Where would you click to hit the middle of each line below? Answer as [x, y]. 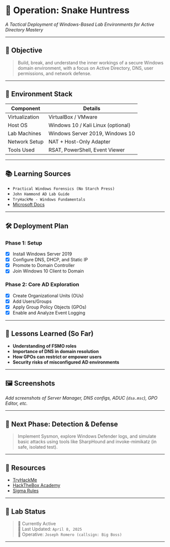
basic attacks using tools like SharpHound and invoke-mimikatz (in [87, 442]
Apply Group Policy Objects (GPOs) [50, 307]
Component [26, 108]
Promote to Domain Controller [44, 265]
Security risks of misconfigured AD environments [66, 362]
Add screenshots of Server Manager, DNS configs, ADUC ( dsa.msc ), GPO [81, 398]
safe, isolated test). [38, 447]
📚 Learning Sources [38, 173]
